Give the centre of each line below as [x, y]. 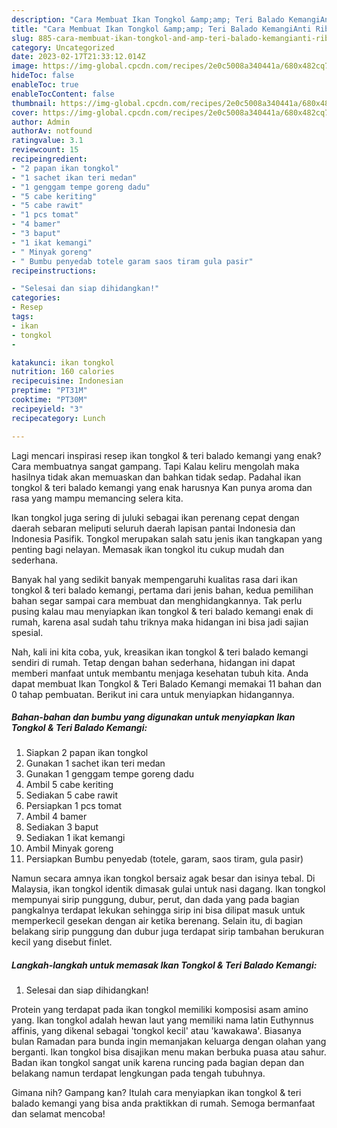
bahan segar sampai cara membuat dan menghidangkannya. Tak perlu [157, 600]
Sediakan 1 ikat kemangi [75, 838]
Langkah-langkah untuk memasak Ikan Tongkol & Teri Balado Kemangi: [164, 965]
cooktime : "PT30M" [49, 400]
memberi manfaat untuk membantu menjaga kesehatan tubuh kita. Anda [160, 673]
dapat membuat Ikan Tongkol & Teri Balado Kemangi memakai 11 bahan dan [166, 683]
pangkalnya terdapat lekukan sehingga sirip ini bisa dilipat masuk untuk [158, 910]
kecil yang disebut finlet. [62, 942]
